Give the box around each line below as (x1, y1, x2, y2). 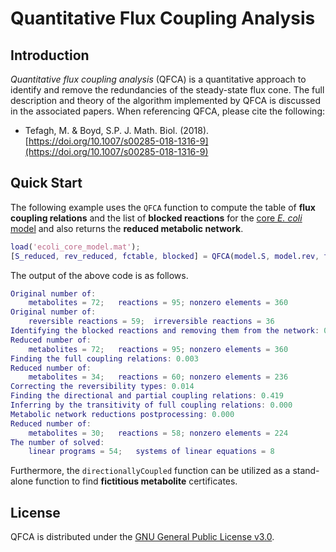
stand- (292, 465, 320, 477)
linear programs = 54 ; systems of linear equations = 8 (28, 447, 275, 457)
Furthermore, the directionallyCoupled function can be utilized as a (10, 465, 291, 477)
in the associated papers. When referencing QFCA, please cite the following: (10, 105, 326, 117)
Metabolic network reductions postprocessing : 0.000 (10, 409, 235, 419)
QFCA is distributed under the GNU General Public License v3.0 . (10, 531, 275, 543)
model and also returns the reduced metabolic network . (10, 222, 244, 234)
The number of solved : (10, 437, 105, 447)
